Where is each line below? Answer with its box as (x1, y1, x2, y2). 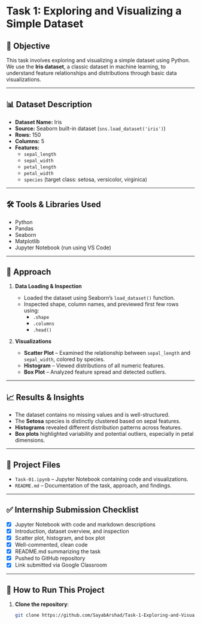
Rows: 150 (14, 131, 41, 138)
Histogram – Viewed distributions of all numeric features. (23, 362, 166, 369)
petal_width (23, 170, 54, 176)
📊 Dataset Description (6, 100, 93, 110)
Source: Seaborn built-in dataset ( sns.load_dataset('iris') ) (14, 125, 166, 132)
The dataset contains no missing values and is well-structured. (14, 411, 170, 418)
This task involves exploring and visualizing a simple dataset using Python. (6, 57, 190, 64)
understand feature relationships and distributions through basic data (6, 70, 177, 76)
